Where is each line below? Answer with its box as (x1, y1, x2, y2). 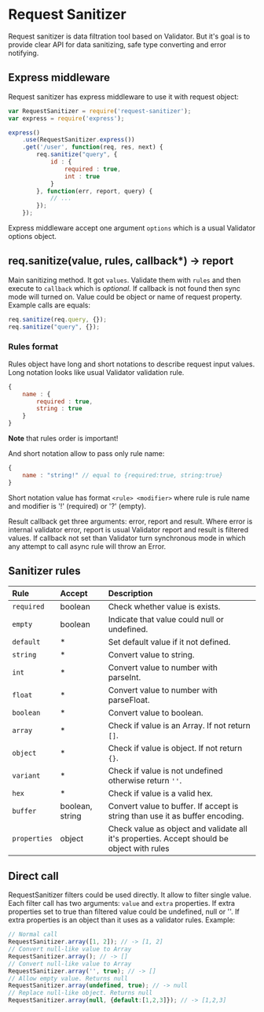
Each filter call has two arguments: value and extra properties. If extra (8, 899, 236, 908)
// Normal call (8, 930, 58, 939)
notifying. (8, 48, 39, 57)
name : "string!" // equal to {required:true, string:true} (22, 471, 223, 479)
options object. (8, 232, 57, 241)
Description (108, 587, 153, 598)
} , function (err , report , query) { (36, 187, 153, 195)
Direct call (8, 869, 59, 882)
